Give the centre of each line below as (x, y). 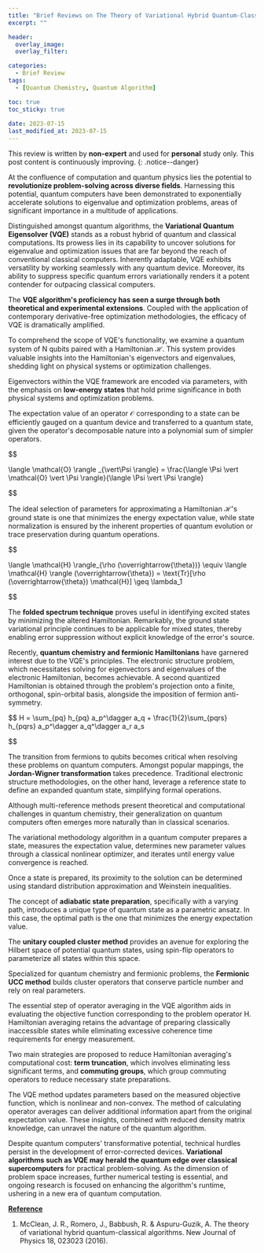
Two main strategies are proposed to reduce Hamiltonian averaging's (120, 1054)
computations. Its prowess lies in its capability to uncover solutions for (122, 242)
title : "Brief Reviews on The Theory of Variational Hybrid (109, 15)
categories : (27, 66)
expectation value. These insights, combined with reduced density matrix (127, 1120)
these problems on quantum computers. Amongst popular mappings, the (126, 765)
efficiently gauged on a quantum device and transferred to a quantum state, (131, 422)
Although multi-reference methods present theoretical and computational (126, 805)
